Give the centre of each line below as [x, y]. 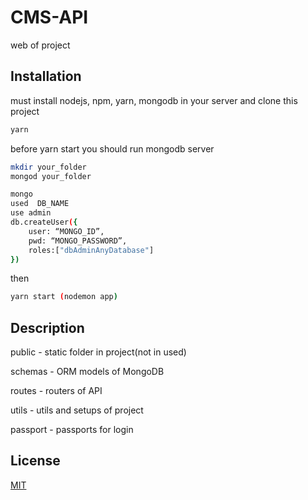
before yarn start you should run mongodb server [112, 148]
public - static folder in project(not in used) [98, 352]
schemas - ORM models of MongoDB [87, 372]
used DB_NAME [40, 204]
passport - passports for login [72, 430]
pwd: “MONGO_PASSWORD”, [78, 241]
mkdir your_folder [48, 167]
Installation [46, 76]
